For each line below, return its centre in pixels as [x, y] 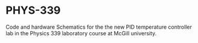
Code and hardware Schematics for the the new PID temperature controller [99, 27]
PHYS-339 [33, 10]
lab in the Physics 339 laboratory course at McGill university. [81, 33]
